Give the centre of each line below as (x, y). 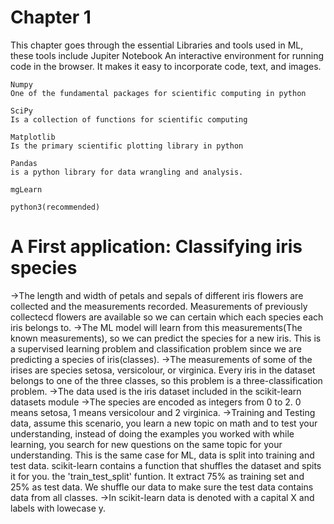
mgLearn (26, 189)
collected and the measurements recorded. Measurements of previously (159, 306)
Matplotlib (33, 137)
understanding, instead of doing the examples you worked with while (152, 433)
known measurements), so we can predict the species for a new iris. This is (166, 338)
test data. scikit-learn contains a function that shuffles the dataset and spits (166, 465)
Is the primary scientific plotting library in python (127, 146)
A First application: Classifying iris (156, 247)
